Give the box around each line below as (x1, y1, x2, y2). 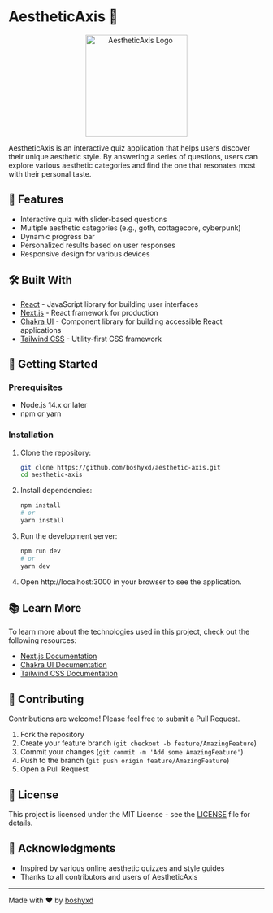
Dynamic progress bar (19, 231, 95, 241)
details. (8, 818, 33, 828)
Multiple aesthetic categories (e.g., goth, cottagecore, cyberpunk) (19, 223, 241, 233)
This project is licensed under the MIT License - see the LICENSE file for (8, 809, 250, 819)
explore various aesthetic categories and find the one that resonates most (8, 160, 256, 170)
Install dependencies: (19, 486, 93, 496)
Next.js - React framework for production (19, 308, 158, 317)
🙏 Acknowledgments (8, 841, 116, 855)
